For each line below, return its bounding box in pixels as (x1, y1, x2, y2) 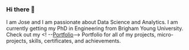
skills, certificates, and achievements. (29, 38, 121, 45)
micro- (157, 31, 174, 38)
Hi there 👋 (6, 5, 36, 14)
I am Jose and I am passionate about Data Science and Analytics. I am (6, 19, 178, 26)
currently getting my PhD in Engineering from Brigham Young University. (6, 25, 184, 32)
